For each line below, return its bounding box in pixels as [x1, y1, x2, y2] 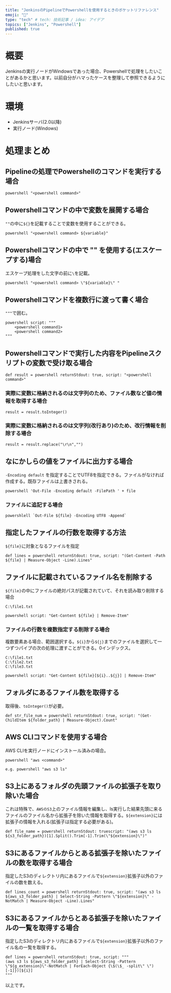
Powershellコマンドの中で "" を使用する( [5, 246, 135, 254]
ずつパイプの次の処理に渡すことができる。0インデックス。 [9, 645, 134, 651]
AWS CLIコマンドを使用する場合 [5, 733, 107, 742]
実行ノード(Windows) [12, 125, 59, 131]
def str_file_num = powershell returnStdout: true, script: [5, 713, 136, 718]
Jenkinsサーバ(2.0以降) [12, 119, 62, 125]
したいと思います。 [5, 81, 45, 87]
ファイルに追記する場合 [5, 501, 63, 508]
